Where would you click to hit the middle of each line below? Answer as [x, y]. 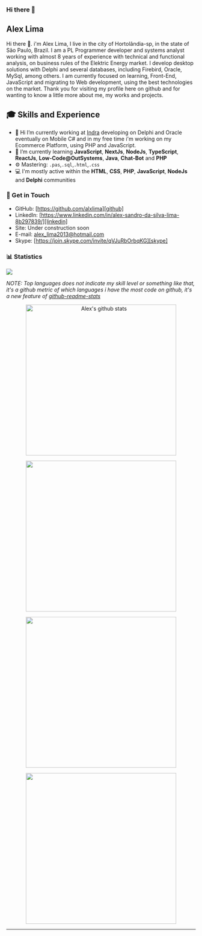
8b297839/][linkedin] [41, 221]
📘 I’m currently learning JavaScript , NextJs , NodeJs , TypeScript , [96, 151]
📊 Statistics [24, 256]
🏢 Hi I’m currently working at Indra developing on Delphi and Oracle [98, 132]
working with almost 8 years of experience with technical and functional [96, 56]
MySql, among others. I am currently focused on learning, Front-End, [91, 75]
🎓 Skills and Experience [53, 115]
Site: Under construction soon [52, 228]
